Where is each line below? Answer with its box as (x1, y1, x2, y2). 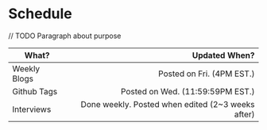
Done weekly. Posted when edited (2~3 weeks (80, 98, 255, 109)
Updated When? (192, 49, 255, 60)
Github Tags (12, 86, 58, 97)
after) (234, 109, 255, 120)
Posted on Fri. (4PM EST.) (158, 68, 255, 79)
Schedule (8, 5, 73, 23)
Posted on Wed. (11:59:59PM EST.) (120, 86, 255, 97)
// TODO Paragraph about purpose (8, 31, 122, 40)
